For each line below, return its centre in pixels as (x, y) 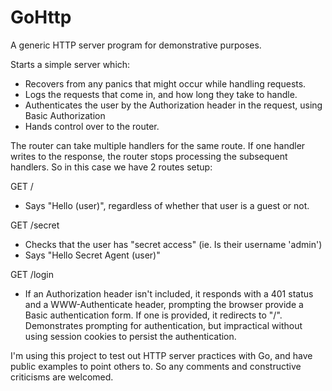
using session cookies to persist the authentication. (130, 336)
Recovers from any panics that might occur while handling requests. (165, 83)
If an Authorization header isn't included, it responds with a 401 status (169, 293)
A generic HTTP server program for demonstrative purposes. (136, 45)
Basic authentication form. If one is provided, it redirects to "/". (153, 315)
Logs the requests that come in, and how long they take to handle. (161, 94)
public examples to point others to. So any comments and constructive (156, 366)
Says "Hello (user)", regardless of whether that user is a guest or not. (167, 205)
